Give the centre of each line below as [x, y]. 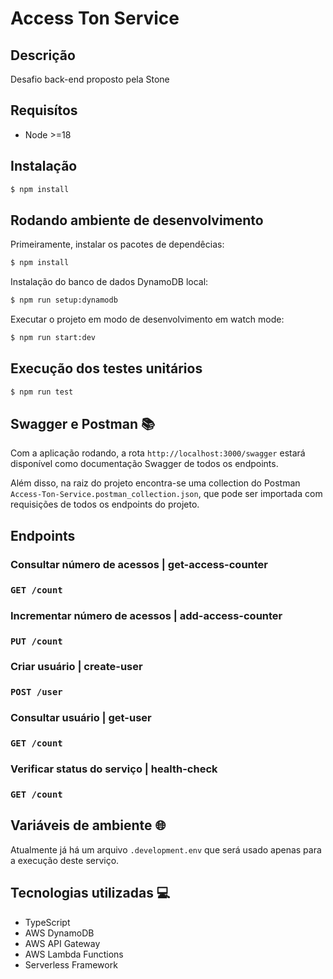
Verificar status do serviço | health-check [114, 769]
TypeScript [47, 922]
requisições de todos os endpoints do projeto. [105, 504]
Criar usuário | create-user [76, 667]
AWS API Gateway [62, 943]
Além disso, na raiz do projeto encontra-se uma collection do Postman [155, 483]
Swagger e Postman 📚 [83, 424]
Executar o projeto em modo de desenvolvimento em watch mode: [147, 319]
